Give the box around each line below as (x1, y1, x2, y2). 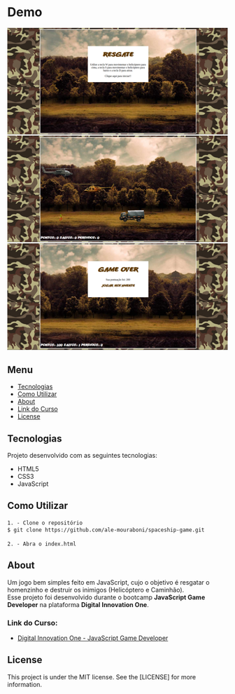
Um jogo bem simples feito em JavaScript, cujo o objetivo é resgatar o (7, 578, 210, 586)
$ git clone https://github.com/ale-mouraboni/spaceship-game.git (7, 526, 205, 533)
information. (7, 680, 43, 688)
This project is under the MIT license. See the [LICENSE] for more (7, 672, 197, 681)
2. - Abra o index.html (7, 540, 77, 547)
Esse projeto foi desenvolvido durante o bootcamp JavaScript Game (7, 593, 206, 601)
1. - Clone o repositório (7, 519, 83, 526)
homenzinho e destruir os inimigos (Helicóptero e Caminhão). (7, 585, 185, 594)
